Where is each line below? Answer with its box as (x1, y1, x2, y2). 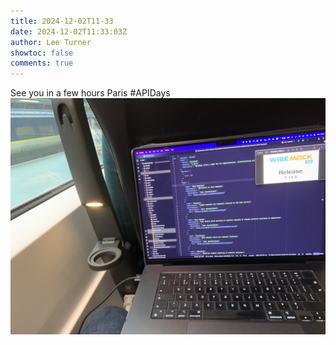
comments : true (10, 58, 74, 69)
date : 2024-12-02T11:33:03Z (10, 26, 128, 37)
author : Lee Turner (10, 37, 92, 47)
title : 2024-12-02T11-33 (10, 16, 114, 26)
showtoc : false (10, 48, 74, 58)
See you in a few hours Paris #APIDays (10, 87, 171, 99)
